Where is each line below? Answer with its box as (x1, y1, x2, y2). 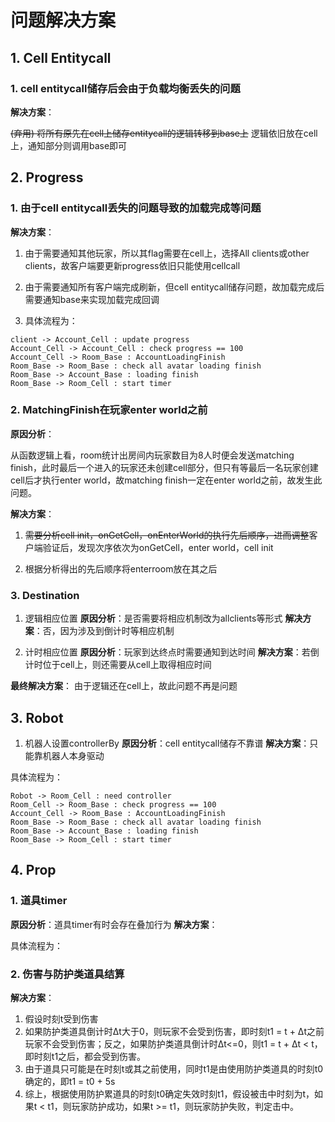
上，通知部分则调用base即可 (10, 139, 128, 151)
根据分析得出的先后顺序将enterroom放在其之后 (24, 562, 218, 575)
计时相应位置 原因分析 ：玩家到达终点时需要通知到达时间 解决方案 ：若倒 (24, 646, 320, 658)
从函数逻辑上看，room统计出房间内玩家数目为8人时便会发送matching (10, 449, 295, 461)
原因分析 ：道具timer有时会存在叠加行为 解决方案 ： (10, 918, 218, 930)
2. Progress (10, 169, 84, 186)
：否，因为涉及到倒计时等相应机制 (33, 625, 175, 637)
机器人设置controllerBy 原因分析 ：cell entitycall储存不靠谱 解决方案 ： (24, 737, 310, 749)
